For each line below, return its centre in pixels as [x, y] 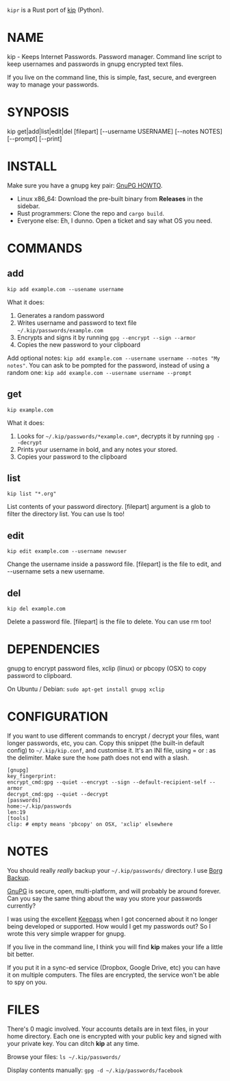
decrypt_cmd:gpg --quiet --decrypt [58, 794]
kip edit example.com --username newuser [67, 551]
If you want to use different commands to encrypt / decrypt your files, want [113, 736]
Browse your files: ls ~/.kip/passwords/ [64, 1056]
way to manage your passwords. [53, 84]
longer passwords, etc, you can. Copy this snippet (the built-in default [106, 743]
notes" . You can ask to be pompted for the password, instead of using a [108, 365]
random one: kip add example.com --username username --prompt [99, 372]
